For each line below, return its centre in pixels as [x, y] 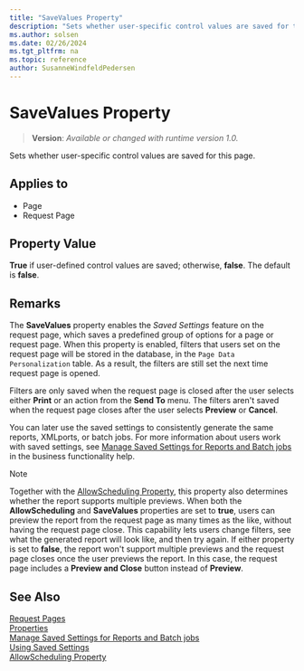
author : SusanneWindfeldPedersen [72, 69]
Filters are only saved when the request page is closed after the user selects [152, 391]
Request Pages [38, 619]
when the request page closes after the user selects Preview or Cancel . [144, 410]
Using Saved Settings [49, 647]
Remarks [35, 303]
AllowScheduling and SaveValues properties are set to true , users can [142, 511]
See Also [35, 596]
